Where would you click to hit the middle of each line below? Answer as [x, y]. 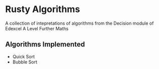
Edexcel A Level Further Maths [37, 28]
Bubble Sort [25, 62]
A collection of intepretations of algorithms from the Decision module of [79, 23]
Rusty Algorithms [43, 9]
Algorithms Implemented [45, 45]
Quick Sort [24, 56]
